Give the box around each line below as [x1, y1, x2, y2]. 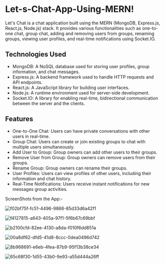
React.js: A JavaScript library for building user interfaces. [12, 85, 130, 90]
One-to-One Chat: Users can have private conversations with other [12, 128, 150, 134]
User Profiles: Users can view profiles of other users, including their [12, 170, 152, 176]
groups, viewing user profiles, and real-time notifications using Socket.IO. [5, 36, 156, 42]
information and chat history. [12, 176, 72, 181]
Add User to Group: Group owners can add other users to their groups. [12, 149, 158, 155]
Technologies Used [5, 50, 66, 59]
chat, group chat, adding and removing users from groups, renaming [14, 30, 155, 36]
